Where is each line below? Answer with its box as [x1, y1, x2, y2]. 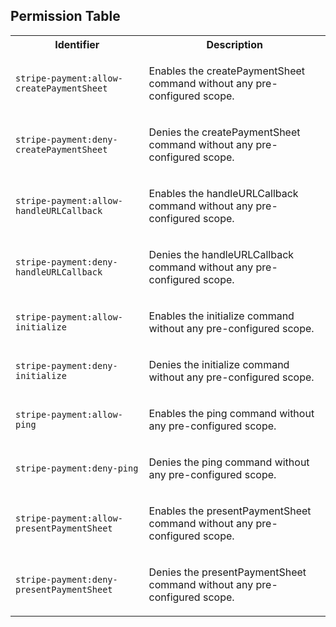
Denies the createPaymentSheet [148, 125, 301, 139]
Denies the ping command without [148, 455, 310, 469]
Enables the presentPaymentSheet [148, 504, 312, 518]
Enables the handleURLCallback [148, 186, 299, 200]
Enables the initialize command [148, 309, 295, 323]
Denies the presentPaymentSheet [148, 565, 307, 579]
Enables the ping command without [148, 406, 315, 420]
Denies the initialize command [148, 357, 290, 371]
